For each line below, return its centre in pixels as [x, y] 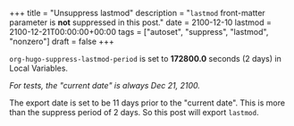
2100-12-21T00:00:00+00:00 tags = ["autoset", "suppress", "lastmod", [139, 32]
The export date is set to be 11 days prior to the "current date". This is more [147, 103]
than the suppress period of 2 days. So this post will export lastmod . [134, 112]
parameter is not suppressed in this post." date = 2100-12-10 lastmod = [141, 22]
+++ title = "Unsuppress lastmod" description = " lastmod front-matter [137, 13]
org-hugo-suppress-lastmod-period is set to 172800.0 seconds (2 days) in [145, 59]
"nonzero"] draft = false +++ [62, 41]
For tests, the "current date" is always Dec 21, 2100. [105, 85]
